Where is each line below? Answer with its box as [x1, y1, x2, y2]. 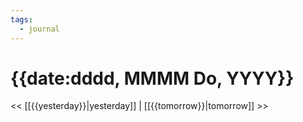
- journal [19, 24, 60, 34]
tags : [10, 14, 33, 25]
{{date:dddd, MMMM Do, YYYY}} [10, 67, 295, 90]
